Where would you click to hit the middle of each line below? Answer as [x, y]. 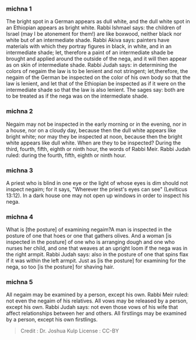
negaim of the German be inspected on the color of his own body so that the [98, 77]
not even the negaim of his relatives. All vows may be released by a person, [97, 301]
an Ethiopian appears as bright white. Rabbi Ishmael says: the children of [94, 28]
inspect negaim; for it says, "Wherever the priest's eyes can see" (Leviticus [97, 189]
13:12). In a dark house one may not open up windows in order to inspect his [98, 195]
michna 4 [20, 217]
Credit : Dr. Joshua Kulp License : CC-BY [70, 331]
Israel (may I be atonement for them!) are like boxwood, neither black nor [94, 34]
